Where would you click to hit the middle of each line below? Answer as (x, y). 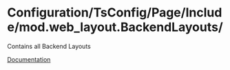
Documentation (29, 59)
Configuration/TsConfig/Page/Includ (115, 13)
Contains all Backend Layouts (49, 46)
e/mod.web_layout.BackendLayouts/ (115, 27)
